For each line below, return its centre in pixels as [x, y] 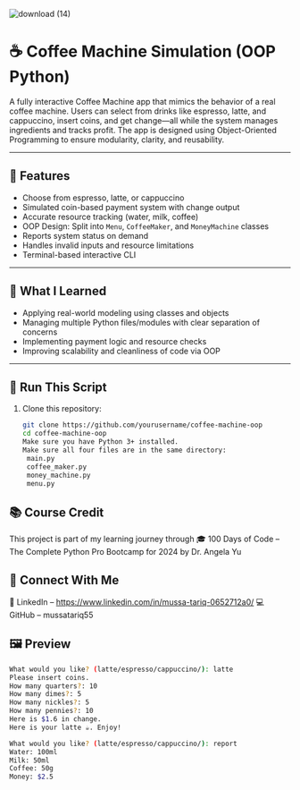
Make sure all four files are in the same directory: [124, 450]
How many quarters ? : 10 [54, 686]
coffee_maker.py [57, 467]
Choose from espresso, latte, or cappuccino [103, 198]
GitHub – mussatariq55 [51, 615]
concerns [40, 332]
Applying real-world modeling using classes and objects [125, 312]
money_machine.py [58, 475]
